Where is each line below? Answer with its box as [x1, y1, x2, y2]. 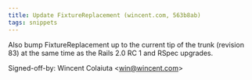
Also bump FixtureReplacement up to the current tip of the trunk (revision [8, 40, 245, 49]
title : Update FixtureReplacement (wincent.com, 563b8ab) [8, 11, 201, 19]
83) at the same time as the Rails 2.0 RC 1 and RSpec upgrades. [8, 48, 214, 57]
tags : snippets [8, 19, 58, 26]
